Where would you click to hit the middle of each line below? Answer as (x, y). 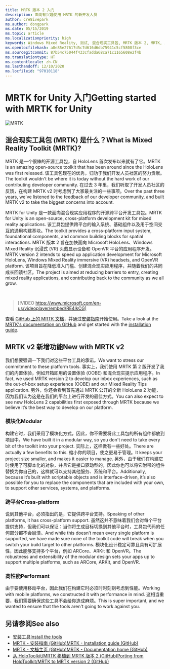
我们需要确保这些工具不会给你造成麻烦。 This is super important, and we (89, 601)
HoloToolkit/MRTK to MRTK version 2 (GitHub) (61, 661)
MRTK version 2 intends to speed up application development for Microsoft (83, 254)
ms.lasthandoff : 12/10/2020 (35, 66)
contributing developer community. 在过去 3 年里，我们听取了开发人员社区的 (85, 184)
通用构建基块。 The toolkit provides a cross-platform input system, (83, 231)
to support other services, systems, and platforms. (58, 488)
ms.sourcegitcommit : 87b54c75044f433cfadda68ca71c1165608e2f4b (73, 52)
